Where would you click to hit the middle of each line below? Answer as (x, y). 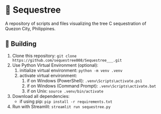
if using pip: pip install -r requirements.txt (66, 101)
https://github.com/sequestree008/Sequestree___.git (67, 60)
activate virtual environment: (48, 76)
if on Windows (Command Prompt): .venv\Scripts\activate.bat (92, 86)
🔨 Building (21, 44)
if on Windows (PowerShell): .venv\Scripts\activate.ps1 (84, 80)
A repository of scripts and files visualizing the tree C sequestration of (76, 23)
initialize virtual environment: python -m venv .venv (71, 70)
